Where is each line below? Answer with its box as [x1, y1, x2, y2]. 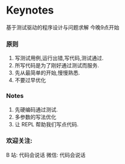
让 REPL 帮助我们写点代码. [14, 120, 78, 127]
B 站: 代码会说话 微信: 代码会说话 [6, 151, 85, 158]
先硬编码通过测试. [14, 106, 58, 113]
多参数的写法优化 [14, 113, 57, 120]
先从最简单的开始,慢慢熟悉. [14, 69, 80, 77]
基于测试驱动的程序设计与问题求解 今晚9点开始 [6, 24, 120, 31]
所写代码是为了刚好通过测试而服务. [14, 62, 99, 69]
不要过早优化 [14, 77, 46, 84]
